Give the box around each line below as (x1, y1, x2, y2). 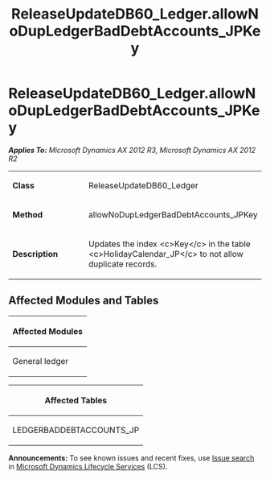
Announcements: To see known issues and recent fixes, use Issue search (8, 452, 255, 463)
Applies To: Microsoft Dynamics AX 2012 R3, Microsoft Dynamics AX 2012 (8, 145, 256, 155)
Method (12, 209, 43, 220)
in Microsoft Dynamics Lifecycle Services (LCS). (8, 461, 168, 471)
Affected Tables (44, 394, 107, 406)
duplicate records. (88, 258, 157, 270)
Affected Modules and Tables (8, 294, 159, 308)
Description (12, 248, 59, 259)
